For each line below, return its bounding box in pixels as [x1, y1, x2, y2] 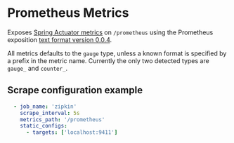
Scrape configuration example [7, 84, 143, 96]
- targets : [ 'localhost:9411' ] [25, 129, 118, 136]
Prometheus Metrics [7, 5, 129, 21]
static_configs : [20, 123, 68, 130]
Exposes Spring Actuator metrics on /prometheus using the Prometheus [7, 28, 214, 36]
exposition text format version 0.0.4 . [7, 35, 112, 43]
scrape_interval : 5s [20, 109, 80, 116]
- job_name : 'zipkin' [13, 103, 77, 110]
